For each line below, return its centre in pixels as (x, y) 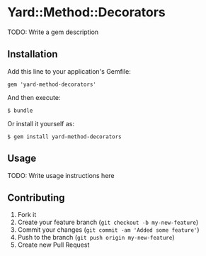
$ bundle (20, 111)
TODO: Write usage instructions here (61, 175)
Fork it (27, 215)
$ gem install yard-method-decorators (64, 137)
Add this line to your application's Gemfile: (69, 71)
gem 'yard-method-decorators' (52, 84)
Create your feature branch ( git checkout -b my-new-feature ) (108, 222)
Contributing (36, 197)
